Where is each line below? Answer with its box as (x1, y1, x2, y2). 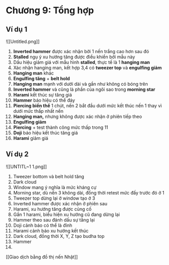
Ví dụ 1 (6, 25, 28, 34)
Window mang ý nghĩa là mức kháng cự (13, 184, 96, 190)
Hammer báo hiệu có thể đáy (13, 97, 76, 103)
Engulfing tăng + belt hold (13, 76, 70, 81)
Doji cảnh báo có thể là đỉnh (13, 222, 73, 228)
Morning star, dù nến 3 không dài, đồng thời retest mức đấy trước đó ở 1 (13, 189, 165, 196)
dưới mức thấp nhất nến (13, 108, 63, 114)
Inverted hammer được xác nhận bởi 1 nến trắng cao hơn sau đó (13, 49, 150, 54)
